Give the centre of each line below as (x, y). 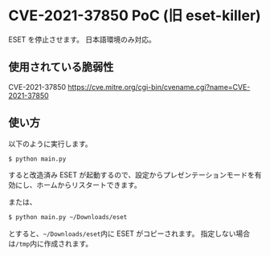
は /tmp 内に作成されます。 (51, 244)
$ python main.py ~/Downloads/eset (68, 217)
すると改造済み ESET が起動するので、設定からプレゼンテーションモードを (131, 175)
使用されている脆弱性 (61, 67)
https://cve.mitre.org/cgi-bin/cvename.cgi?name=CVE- (159, 87)
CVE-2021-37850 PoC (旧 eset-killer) (135, 16)
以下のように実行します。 (50, 144)
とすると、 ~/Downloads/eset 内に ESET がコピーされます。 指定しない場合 (129, 234)
